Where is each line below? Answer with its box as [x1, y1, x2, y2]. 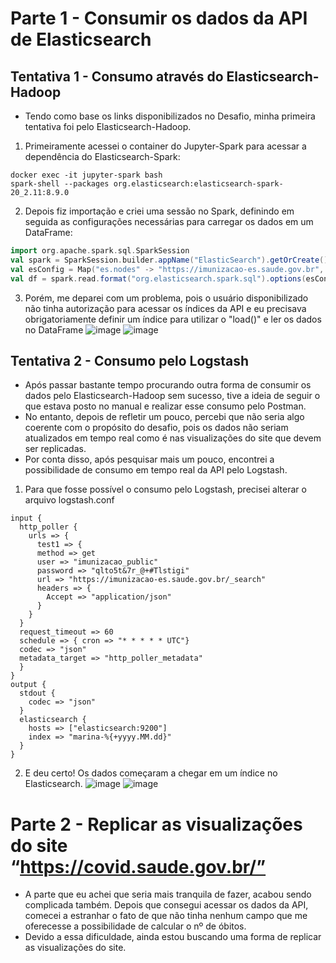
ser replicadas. [24, 443, 87, 455]
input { [10, 513, 43, 524]
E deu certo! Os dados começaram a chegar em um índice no [24, 767, 278, 779]
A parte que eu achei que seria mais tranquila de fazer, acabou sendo [24, 888, 312, 901]
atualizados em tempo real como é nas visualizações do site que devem [24, 432, 322, 444]
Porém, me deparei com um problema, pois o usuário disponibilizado [24, 292, 309, 304]
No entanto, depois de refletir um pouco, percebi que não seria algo [24, 411, 305, 423]
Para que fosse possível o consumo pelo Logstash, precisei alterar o [24, 483, 307, 496]
